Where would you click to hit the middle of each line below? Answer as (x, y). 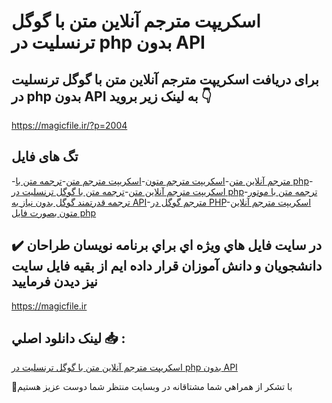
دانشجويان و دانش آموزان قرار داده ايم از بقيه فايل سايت (167, 266)
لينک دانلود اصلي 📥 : (68, 338)
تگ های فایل (45, 156)
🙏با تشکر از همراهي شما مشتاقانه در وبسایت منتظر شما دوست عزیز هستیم (152, 387)
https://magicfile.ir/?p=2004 (69, 125)
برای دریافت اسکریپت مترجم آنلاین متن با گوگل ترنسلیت (165, 79)
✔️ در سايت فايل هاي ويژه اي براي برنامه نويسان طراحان (167, 245)
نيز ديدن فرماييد (54, 281)
